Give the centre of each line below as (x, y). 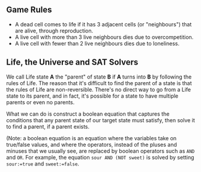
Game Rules (29, 10)
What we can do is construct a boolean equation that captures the (88, 114)
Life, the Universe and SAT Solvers (72, 62)
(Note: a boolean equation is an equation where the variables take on (91, 138)
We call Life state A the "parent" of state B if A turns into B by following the (99, 77)
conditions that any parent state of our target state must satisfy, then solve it (100, 120)
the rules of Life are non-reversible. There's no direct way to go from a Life (99, 89)
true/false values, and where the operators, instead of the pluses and (91, 144)
